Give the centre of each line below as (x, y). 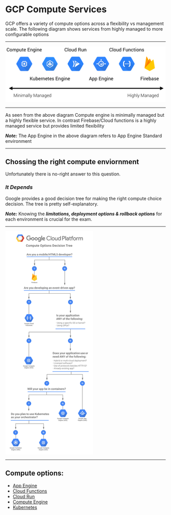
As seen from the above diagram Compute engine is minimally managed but (85, 115)
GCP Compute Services (56, 9)
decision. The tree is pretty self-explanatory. (52, 204)
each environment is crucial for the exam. (49, 219)
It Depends (19, 187)
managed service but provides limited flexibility (55, 125)
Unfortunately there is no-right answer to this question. (63, 174)
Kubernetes (25, 507)
